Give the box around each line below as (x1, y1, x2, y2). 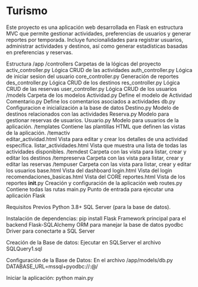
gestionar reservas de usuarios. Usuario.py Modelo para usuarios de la (6, 116, 179, 123)
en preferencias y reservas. (6, 48, 73, 56)
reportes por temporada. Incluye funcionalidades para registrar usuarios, (6, 36, 184, 43)
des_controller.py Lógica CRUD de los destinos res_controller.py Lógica (6, 79, 180, 86)
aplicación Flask (6, 192, 46, 199)
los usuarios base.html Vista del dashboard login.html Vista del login (6, 167, 173, 174)
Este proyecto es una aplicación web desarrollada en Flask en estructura (6, 24, 183, 31)
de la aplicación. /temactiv (6, 129, 70, 136)
